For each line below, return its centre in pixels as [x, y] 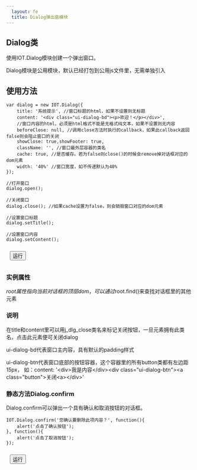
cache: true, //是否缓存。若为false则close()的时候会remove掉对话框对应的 [102, 154]
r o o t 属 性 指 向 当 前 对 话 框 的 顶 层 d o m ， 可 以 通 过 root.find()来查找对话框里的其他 [98, 291]
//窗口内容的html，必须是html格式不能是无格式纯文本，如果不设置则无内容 [96, 124]
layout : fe [25, 12]
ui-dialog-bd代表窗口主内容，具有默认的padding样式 [70, 349]
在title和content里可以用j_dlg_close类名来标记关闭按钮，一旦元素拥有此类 [96, 330]
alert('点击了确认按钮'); [46, 427]
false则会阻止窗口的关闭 [33, 137]
